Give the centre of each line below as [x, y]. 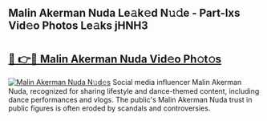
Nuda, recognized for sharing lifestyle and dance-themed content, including [134, 91]
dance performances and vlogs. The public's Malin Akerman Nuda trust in [130, 100]
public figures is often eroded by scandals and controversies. [109, 108]
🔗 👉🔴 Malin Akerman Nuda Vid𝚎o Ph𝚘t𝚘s [115, 59]
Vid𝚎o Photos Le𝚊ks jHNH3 [78, 26]
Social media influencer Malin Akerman [177, 82]
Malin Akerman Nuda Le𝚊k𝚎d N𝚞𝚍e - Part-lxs [124, 13]
